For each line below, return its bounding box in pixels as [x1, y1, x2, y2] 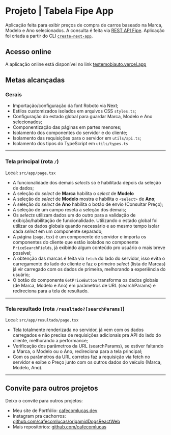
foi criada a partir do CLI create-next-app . [5, 33, 93, 39]
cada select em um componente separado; [12, 228, 103, 234]
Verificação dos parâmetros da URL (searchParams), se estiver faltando [12, 343, 164, 349]
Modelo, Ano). [12, 365, 43, 371]
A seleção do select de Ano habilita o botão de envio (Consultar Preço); [12, 201, 164, 207]
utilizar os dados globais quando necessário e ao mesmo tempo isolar [12, 223, 160, 229]
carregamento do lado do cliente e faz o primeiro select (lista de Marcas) [12, 260, 166, 267]
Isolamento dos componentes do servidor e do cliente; [12, 130, 128, 136]
